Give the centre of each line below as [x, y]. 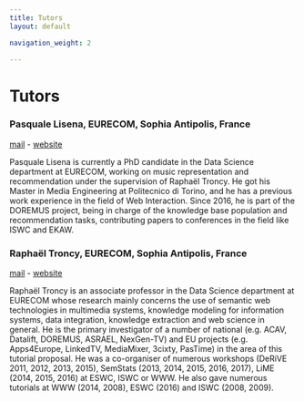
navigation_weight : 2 [51, 43]
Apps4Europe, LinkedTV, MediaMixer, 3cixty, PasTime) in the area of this [146, 349]
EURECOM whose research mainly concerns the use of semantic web [140, 301]
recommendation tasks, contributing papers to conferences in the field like [149, 220]
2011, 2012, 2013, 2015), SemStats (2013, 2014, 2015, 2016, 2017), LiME [142, 368]
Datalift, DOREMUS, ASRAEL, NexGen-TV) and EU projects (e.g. [129, 339]
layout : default [40, 26]
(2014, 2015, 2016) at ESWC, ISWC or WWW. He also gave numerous [138, 378]
